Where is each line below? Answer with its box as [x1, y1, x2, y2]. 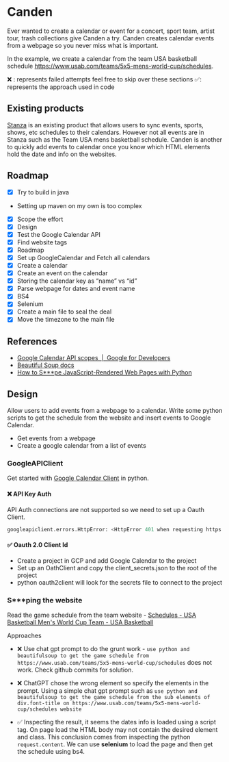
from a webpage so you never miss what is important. [7, 41, 159, 49]
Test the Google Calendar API [16, 230, 100, 238]
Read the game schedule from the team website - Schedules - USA [7, 611, 197, 619]
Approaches [7, 631, 42, 639]
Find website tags [16, 238, 67, 246]
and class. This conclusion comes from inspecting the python [16, 733, 191, 741]
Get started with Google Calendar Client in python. [7, 474, 149, 483]
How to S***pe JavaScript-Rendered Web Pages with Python [16, 368, 193, 377]
